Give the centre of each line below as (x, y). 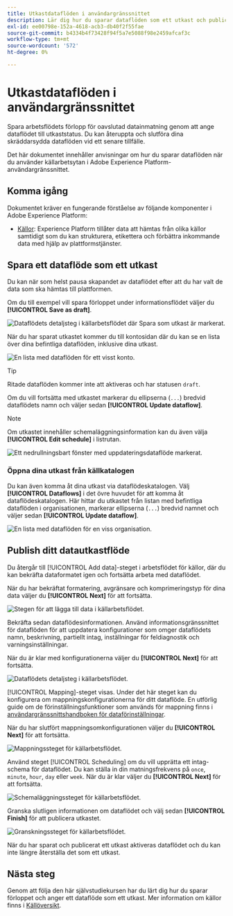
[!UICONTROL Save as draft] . (50, 310)
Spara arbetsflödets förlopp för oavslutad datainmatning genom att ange (111, 126)
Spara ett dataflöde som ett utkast (83, 265)
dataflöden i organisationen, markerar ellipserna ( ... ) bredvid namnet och (113, 508)
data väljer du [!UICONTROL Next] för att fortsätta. (80, 595)
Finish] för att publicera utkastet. (54, 818)
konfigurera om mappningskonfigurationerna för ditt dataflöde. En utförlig (112, 699)
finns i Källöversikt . (34, 906)
